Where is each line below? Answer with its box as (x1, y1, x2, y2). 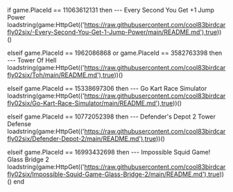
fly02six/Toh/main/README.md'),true (7, 71, 114, 79)
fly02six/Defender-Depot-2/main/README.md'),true (7, 134, 157, 143)
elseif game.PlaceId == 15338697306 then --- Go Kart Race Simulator (7, 85, 207, 92)
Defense (7, 120, 32, 128)
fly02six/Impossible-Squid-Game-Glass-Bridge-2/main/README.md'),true (7, 170, 220, 178)
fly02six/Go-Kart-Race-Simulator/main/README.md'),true (7, 99, 173, 107)
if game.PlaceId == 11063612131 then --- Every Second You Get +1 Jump (7, 6, 215, 14)
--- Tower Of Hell (7, 56, 57, 64)
